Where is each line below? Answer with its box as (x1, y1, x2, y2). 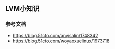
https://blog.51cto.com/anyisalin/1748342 (12, 32, 98, 38)
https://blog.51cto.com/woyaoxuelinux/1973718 (12, 38, 110, 44)
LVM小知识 (5, 4, 40, 13)
